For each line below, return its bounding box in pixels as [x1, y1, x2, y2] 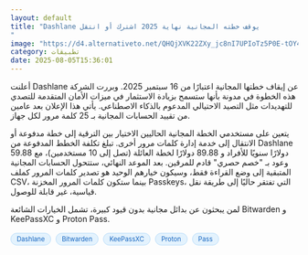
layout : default [10, 13, 72, 23]
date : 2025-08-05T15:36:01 [10, 56, 113, 65]
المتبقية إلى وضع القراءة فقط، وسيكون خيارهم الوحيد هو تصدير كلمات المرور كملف [10, 166, 292, 177]
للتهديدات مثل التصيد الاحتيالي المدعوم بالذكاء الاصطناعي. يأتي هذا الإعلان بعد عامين [10, 101, 293, 111]
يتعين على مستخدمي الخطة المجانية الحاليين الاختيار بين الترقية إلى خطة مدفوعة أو [10, 128, 290, 138]
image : [10, 38, 36, 48]
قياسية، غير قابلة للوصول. [10, 186, 97, 197]
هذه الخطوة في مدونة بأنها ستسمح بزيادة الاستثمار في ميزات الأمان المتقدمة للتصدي [10, 90, 296, 101]
